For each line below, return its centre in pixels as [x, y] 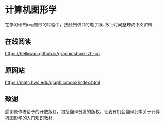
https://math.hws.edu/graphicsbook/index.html [53, 82]
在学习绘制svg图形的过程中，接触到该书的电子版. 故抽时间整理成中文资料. [79, 25]
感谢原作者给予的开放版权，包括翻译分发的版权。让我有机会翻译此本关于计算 [82, 112]
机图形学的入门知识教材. [29, 118]
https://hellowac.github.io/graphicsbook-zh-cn [52, 53]
